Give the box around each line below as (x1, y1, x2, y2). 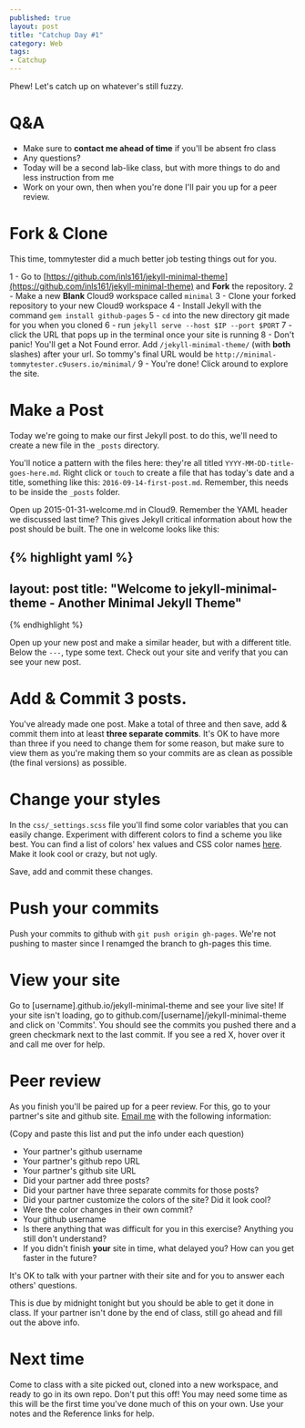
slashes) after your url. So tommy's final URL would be (9, 348, 214, 359)
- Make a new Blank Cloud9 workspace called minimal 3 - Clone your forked (9, 290, 297, 301)
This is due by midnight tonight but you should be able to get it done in (9, 1297, 275, 1309)
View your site (9, 970, 121, 990)
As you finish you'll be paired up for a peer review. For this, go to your (9, 1101, 271, 1112)
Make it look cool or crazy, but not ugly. (9, 848, 158, 859)
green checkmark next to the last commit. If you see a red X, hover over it (9, 1029, 286, 1040)
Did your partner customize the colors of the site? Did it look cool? (22, 1194, 271, 1205)
